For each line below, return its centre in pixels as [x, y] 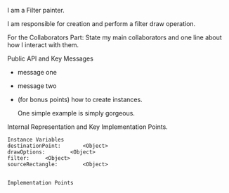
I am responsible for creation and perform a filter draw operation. [102, 24]
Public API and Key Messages [50, 58]
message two [37, 86]
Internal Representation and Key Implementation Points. [88, 127]
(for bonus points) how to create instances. [80, 99]
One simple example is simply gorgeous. [76, 113]
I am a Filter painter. [36, 10]
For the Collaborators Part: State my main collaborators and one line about [115, 37]
